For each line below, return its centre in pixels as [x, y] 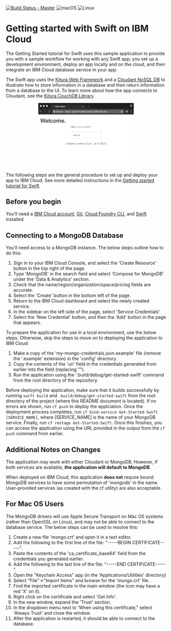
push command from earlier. [35, 434]
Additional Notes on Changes [53, 450]
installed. [15, 219]
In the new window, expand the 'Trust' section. [62, 602]
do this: [14, 253]
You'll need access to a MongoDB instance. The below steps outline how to [85, 248]
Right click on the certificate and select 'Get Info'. [65, 596]
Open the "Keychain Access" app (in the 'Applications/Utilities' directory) [90, 575]
